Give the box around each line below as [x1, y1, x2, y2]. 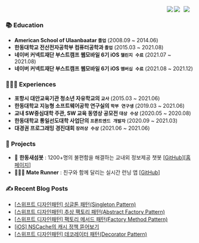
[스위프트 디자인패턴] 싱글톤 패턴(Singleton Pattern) [14, 201, 136, 208]
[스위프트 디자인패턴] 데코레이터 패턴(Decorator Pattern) [14, 230, 147, 238]
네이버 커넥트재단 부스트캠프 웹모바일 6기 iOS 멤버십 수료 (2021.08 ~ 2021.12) [14, 65, 193, 72]
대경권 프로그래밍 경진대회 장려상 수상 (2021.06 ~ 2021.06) [14, 124, 150, 132]
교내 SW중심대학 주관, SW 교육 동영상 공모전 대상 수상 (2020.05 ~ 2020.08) [14, 110, 191, 117]
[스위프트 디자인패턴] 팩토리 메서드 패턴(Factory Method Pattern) [14, 216, 168, 223]
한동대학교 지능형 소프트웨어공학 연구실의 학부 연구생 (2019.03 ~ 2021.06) [14, 102, 185, 109]
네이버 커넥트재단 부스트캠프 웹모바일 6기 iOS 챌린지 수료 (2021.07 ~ [14, 51, 172, 58]
